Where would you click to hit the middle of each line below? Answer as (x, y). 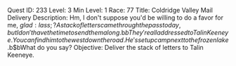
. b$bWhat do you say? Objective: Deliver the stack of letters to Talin (105, 47)
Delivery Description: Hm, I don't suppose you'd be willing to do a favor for (115, 18)
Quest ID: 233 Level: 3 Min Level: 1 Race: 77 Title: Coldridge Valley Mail (110, 10)
